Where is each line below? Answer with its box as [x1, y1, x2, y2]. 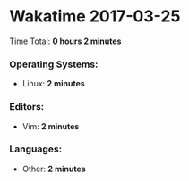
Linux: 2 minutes [21, 78, 85, 89]
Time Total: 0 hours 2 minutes [9, 36, 122, 46]
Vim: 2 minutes [21, 120, 80, 131]
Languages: [9, 143, 63, 155]
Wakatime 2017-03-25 [9, 6, 181, 27]
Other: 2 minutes [21, 163, 87, 174]
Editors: [9, 101, 45, 113]
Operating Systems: [9, 58, 99, 70]
